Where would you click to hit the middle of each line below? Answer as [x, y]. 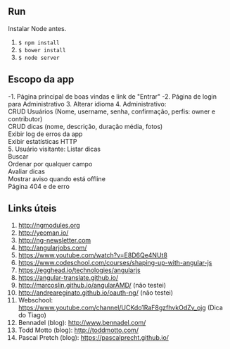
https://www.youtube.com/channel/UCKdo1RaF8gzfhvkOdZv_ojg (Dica [121, 308]
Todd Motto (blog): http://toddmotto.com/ [78, 330]
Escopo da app [41, 79]
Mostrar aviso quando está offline [57, 178]
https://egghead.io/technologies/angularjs [79, 270]
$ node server [39, 58]
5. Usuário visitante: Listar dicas [55, 149]
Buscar [18, 156]
